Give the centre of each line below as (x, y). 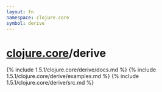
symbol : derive (26, 23)
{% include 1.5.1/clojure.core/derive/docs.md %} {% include (81, 70)
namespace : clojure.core (38, 18)
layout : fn (20, 12)
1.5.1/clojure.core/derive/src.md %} (50, 83)
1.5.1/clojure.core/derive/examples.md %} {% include (72, 76)
